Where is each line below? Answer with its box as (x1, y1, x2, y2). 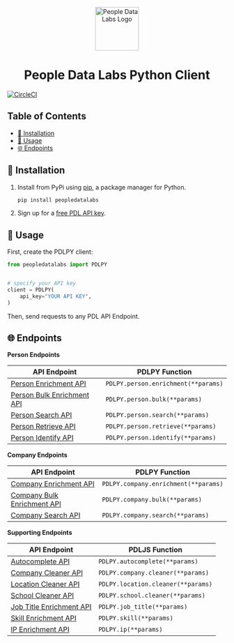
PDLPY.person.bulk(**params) (105, 395, 202, 404)
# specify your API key (7, 280, 77, 287)
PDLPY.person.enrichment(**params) (105, 380, 224, 388)
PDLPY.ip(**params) (98, 626, 163, 634)
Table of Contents (7, 110, 87, 122)
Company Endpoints (7, 451, 68, 460)
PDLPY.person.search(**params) (105, 411, 210, 419)
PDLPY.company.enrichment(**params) (102, 480, 224, 488)
